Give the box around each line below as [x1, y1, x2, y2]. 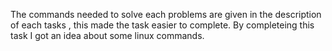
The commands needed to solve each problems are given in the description [10, 9, 322, 20]
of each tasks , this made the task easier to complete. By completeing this [10, 19, 315, 31]
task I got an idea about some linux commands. [10, 30, 205, 41]
